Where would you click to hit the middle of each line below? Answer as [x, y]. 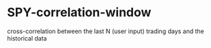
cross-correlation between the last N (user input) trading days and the [106, 31]
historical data [27, 38]
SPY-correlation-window [79, 13]
